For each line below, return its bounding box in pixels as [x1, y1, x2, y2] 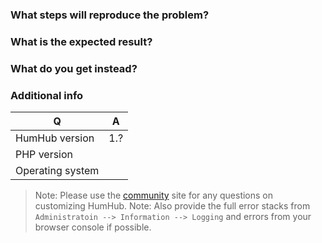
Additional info [10, 88, 84, 102]
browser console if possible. [34, 221, 152, 233]
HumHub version [15, 131, 95, 145]
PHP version [15, 148, 74, 162]
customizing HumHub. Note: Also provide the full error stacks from [34, 200, 311, 212]
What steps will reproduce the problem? [10, 8, 210, 22]
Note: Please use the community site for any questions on [34, 189, 274, 202]
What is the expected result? [10, 34, 153, 48]
